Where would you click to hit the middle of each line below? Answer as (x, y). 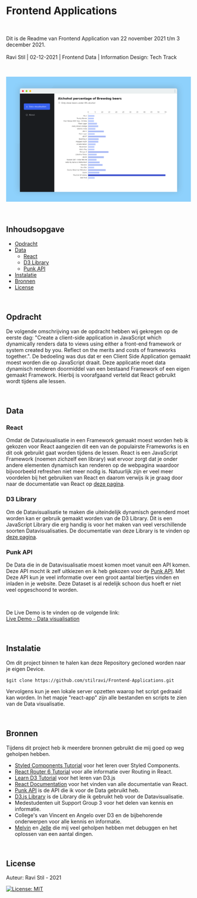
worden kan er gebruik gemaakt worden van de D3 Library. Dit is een (89, 518)
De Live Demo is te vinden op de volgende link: (63, 612)
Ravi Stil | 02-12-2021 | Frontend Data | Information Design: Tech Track (91, 57)
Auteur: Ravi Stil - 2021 (34, 877)
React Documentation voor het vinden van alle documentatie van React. (101, 784)
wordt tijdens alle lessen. (36, 381)
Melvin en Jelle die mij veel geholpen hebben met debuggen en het (96, 828)
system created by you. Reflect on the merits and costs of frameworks (91, 350)
